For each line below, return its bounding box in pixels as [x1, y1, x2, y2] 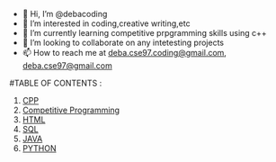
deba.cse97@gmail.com [22, 60, 112, 71]
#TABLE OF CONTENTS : [9, 77, 102, 88]
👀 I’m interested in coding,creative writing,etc [22, 18, 191, 29]
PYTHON [22, 143, 57, 153]
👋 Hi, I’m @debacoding [22, 9, 108, 19]
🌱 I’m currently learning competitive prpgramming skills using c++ [22, 28, 267, 38]
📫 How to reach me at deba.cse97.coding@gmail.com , [22, 48, 227, 58]
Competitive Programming [22, 104, 120, 115]
